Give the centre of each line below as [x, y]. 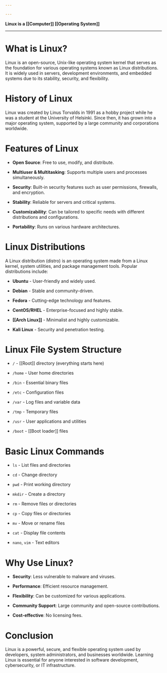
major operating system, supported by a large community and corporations [82, 123]
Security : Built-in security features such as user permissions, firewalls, [85, 187]
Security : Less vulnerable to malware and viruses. [64, 577]
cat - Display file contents [39, 533]
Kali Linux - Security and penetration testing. [59, 329]
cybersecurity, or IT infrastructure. [41, 666]
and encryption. [29, 192]
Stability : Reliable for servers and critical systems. [64, 202]
